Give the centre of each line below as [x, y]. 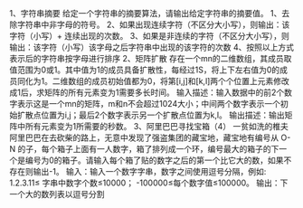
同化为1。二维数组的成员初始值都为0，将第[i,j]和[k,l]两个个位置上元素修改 [153, 81]
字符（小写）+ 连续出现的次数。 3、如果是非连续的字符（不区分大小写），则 [149, 36]
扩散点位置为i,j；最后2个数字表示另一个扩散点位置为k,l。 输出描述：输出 [151, 115]
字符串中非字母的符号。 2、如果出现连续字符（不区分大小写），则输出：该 [153, 24]
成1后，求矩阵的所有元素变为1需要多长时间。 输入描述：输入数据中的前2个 [147, 92]
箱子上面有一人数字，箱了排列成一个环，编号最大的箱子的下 [168, 149]
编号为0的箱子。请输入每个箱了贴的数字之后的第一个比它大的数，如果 [154, 160]
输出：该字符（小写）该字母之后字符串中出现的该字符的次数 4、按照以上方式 [151, 47]
